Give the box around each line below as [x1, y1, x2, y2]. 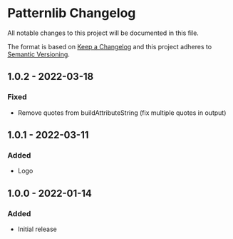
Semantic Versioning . [7, 50, 70, 59]
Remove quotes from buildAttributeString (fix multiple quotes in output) [17, 108, 227, 117]
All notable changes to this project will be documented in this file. [7, 29, 200, 37]
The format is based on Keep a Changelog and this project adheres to [7, 42, 212, 51]
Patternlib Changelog [7, 5, 136, 21]
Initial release [17, 225, 57, 233]
